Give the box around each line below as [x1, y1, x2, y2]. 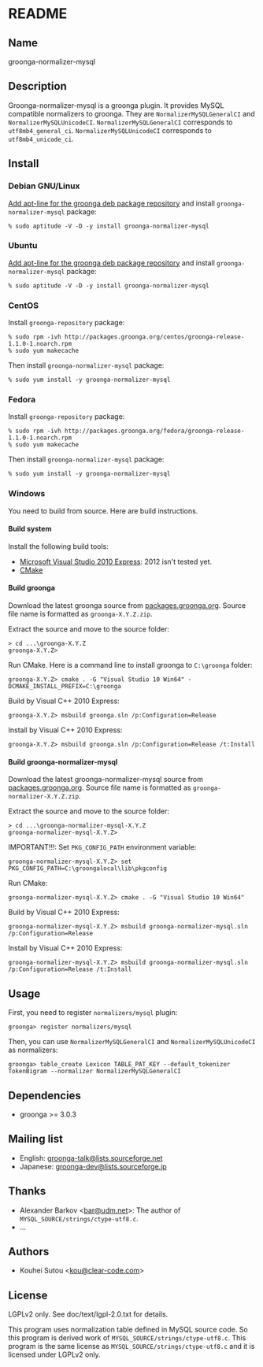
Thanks [8, 1184, 46, 1198]
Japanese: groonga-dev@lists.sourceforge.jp [19, 1161, 167, 1171]
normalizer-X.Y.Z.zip [8, 793, 80, 801]
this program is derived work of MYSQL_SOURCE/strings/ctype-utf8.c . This [8, 1333, 246, 1343]
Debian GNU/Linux [8, 180, 80, 191]
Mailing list [8, 1132, 63, 1146]
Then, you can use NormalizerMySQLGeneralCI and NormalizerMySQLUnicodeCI [8, 1037, 256, 1047]
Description [8, 80, 67, 93]
